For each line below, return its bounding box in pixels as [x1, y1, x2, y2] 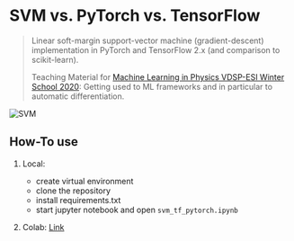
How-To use [9, 134, 78, 149]
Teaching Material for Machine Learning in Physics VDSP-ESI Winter [31, 71, 285, 82]
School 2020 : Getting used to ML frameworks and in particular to [31, 81, 272, 92]
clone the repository [35, 185, 111, 196]
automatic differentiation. [31, 91, 125, 102]
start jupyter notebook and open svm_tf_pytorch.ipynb [35, 204, 238, 215]
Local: [22, 158, 46, 169]
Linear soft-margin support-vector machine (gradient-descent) [31, 35, 264, 46]
